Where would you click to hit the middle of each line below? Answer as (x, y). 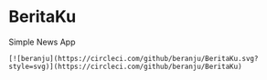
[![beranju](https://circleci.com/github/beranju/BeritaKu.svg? (133, 58)
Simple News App (42, 42)
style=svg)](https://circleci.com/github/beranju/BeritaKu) (126, 66)
